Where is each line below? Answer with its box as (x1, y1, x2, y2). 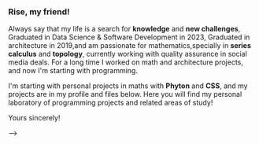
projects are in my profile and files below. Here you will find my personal (8, 90, 242, 99)
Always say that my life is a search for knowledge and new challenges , (8, 24, 241, 34)
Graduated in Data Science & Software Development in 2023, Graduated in (8, 32, 250, 42)
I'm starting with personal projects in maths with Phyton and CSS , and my (8, 81, 248, 90)
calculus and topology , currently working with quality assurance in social (8, 50, 248, 59)
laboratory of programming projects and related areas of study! (8, 98, 213, 108)
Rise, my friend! (8, 6, 70, 17)
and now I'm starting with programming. (8, 66, 138, 76)
